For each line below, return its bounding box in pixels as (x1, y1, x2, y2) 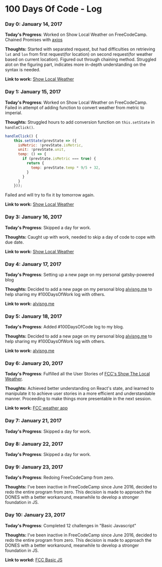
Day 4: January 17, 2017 (5, 260, 61, 267)
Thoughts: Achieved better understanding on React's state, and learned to (5, 386, 154, 391)
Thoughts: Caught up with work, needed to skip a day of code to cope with (5, 234, 156, 240)
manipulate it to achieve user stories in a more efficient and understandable (5, 390, 156, 396)
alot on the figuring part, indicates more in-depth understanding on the (5, 62, 147, 67)
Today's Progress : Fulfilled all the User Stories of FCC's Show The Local (5, 371, 150, 377)
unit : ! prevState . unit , (17, 147, 66, 152)
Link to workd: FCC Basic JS (5, 557, 63, 563)
